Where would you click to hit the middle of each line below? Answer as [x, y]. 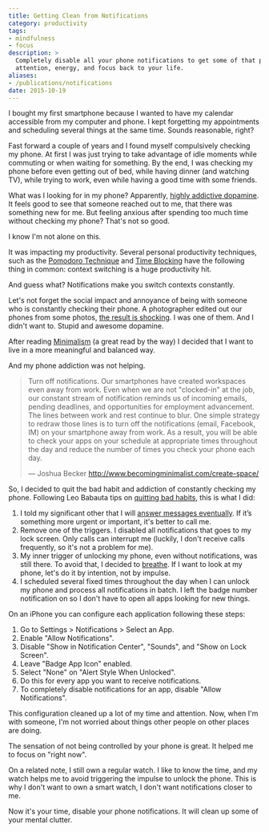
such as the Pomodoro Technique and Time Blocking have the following [126, 261]
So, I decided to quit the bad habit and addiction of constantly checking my [132, 489]
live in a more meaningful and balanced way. [82, 350]
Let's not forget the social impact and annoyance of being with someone [128, 300]
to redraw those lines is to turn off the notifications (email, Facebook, [142, 424]
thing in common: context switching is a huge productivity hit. [110, 269]
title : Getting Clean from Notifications [78, 16]
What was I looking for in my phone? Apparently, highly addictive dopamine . [134, 196]
